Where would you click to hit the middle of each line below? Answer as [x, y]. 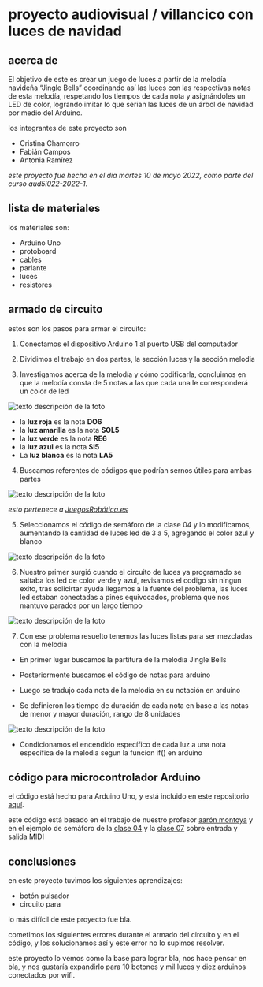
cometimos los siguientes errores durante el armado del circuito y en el [124, 935]
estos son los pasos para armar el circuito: [77, 328]
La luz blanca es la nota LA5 [66, 455]
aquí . [17, 805]
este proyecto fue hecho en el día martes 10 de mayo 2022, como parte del [131, 175]
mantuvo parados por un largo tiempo [81, 605]
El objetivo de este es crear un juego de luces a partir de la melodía [117, 79]
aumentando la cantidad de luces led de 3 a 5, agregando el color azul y [137, 533]
